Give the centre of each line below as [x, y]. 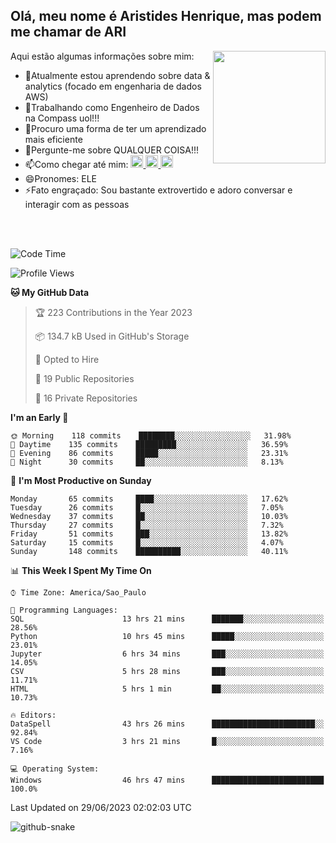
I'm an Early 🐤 [39, 417]
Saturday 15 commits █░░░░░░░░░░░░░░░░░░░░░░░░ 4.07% [147, 542]
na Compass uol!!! [62, 118]
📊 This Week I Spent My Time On [81, 570]
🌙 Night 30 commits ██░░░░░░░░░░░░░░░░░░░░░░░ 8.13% [147, 462]
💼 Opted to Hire [67, 359]
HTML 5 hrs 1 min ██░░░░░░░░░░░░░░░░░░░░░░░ [167, 689]
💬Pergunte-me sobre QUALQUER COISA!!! [112, 150]
